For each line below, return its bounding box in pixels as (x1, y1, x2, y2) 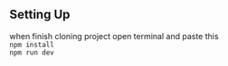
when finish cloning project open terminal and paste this (9, 30, 219, 41)
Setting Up (9, 7, 71, 22)
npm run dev (9, 48, 54, 57)
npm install (9, 40, 54, 49)
